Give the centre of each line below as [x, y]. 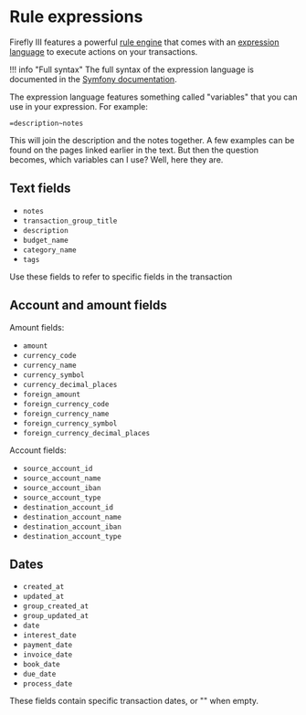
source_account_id [58, 468]
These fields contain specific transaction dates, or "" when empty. [134, 701]
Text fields [40, 189]
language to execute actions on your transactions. [104, 51]
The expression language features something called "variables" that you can [153, 97]
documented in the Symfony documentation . [93, 79]
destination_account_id [68, 507]
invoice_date [47, 655]
